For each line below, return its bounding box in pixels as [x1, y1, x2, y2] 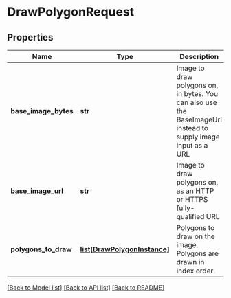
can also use [176, 98, 218, 107]
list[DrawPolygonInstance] [80, 244, 170, 254]
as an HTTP [176, 186, 214, 196]
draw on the [176, 231, 215, 241]
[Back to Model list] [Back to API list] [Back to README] [7, 284, 165, 292]
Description [179, 52, 219, 61]
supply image [176, 132, 220, 141]
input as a [176, 141, 208, 150]
